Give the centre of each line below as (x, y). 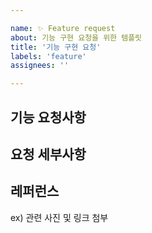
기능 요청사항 (48, 117)
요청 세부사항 (48, 154)
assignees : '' (40, 66)
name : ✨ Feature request (63, 28)
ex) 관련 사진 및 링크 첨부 (59, 217)
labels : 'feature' (48, 56)
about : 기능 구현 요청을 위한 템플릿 (76, 37)
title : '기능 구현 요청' (56, 47)
